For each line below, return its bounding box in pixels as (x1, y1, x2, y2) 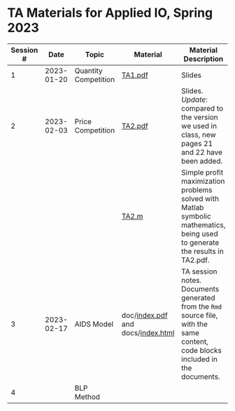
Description (183, 54, 224, 64)
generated (181, 292, 215, 302)
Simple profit (181, 167, 224, 177)
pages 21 (181, 138, 213, 148)
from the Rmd (181, 302, 222, 311)
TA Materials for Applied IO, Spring (7, 5, 213, 21)
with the (181, 319, 208, 329)
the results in (181, 246, 224, 256)
